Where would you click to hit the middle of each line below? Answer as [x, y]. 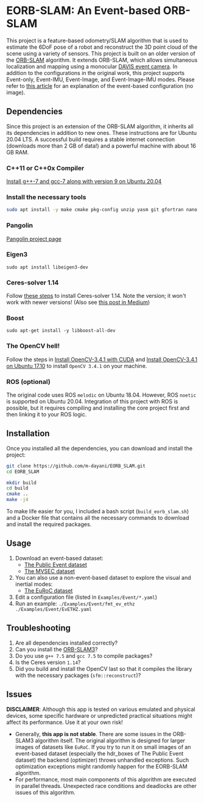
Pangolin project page [34, 239]
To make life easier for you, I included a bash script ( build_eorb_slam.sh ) [98, 511]
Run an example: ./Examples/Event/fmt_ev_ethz [75, 603]
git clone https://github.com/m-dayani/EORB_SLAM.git [76, 466]
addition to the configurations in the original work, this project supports [96, 73]
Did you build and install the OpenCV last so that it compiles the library [104, 668]
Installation [28, 434]
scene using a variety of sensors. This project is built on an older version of [101, 53]
